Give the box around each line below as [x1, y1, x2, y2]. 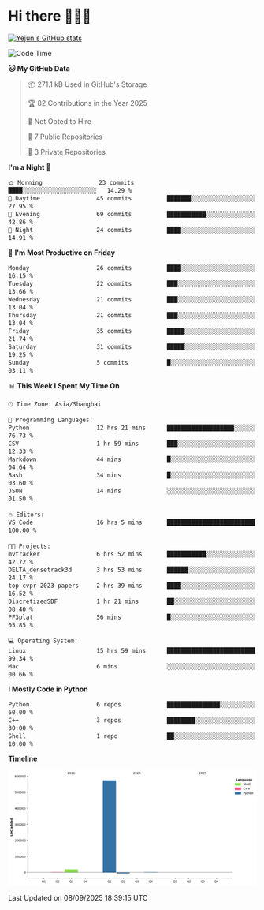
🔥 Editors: [8, 511, 45, 519]
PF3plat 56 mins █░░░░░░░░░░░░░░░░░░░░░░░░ [8, 613, 256, 621]
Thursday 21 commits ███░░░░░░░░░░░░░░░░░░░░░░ [8, 311, 256, 319]
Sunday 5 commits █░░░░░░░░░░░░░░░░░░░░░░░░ [8, 358, 256, 366]
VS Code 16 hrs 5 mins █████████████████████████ [8, 519, 256, 526]
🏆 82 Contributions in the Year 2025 [27, 98, 147, 107]
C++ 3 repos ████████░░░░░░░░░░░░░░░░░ [8, 716, 256, 725]
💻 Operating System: [8, 637, 79, 645]
